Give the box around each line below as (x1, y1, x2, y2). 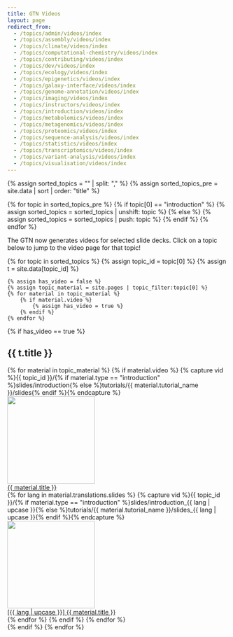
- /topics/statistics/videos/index (13, 141, 118, 148)
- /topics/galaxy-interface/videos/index (13, 82, 136, 89)
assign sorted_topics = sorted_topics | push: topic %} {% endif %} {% (7, 215, 209, 223)
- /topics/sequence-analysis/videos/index (13, 134, 139, 141)
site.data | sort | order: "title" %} (7, 186, 100, 195)
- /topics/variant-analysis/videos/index (13, 153, 136, 161)
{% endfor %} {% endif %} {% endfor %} (7, 615, 126, 624)
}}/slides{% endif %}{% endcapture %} (7, 388, 121, 396)
